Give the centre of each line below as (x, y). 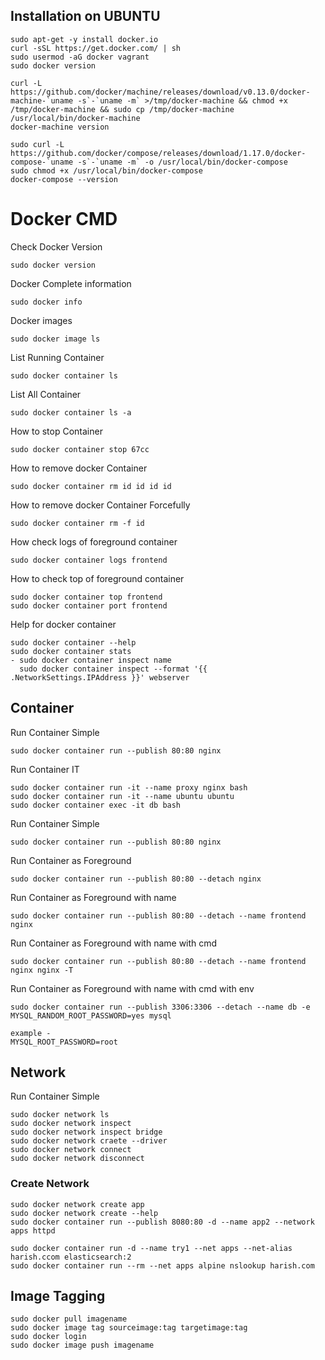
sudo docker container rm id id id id (91, 486)
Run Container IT (45, 769)
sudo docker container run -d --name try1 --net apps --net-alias (151, 1248)
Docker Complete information (71, 283)
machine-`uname (42, 100)
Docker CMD (64, 219)
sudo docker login (48, 1337)
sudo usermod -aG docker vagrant (80, 57)
